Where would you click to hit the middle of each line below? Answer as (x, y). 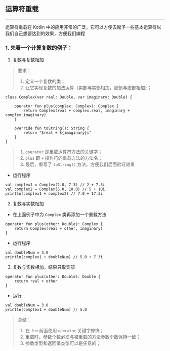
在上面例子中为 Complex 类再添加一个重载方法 (59, 215)
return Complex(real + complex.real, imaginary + (77, 111)
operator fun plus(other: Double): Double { (53, 277)
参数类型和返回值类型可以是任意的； (63, 343)
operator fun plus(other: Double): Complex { (54, 224)
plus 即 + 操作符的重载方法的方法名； (64, 158)
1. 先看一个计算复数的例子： (39, 48)
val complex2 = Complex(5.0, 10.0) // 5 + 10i (55, 189)
